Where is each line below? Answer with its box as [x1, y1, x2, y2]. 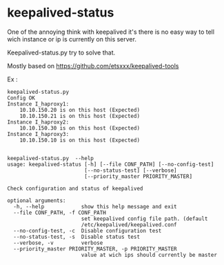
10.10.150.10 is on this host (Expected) [19, 137, 140, 144]
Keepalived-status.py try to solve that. [7, 48, 116, 57]
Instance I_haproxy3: [7, 130, 70, 137]
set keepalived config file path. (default [81, 215, 208, 222]
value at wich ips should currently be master [81, 251, 217, 258]
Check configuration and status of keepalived [7, 185, 143, 192]
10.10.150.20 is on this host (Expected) [19, 106, 140, 113]
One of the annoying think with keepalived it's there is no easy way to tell [7, 28, 215, 36]
